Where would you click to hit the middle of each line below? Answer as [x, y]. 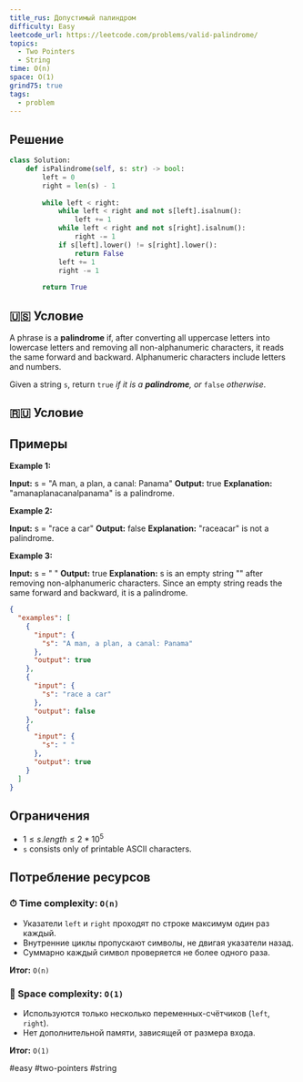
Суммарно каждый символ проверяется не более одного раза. [146, 952]
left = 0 [59, 177]
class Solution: [40, 160]
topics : [24, 43]
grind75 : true [36, 86]
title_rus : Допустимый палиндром [73, 18]
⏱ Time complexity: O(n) [65, 903]
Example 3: [31, 556]
